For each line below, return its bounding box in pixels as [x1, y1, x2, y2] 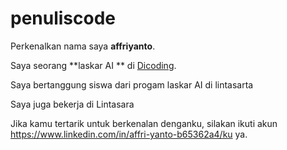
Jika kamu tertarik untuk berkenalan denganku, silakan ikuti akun [10, 117, 278, 129]
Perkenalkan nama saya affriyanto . [10, 40, 156, 52]
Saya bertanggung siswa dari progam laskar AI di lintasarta [10, 78, 254, 91]
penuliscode [10, 7, 117, 30]
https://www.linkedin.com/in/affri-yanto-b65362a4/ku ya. [10, 128, 248, 140]
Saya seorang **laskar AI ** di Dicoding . [10, 59, 177, 71]
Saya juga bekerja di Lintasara [10, 98, 135, 110]
